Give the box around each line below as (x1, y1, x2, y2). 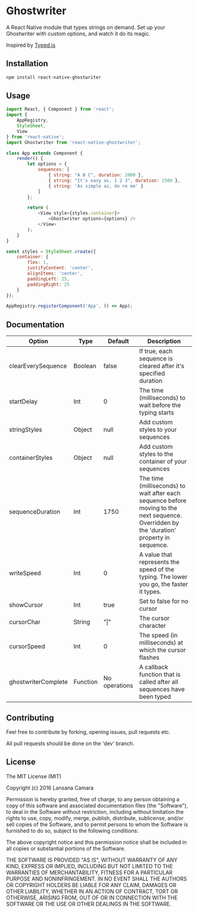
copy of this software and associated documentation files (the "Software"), (6, 802, 189, 809)
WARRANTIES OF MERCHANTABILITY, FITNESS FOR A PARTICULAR (6, 869, 173, 876)
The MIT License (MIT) (6, 772, 62, 779)
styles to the (139, 450, 174, 458)
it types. (139, 588, 162, 596)
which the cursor (139, 646, 186, 655)
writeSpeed (9, 569, 41, 578)
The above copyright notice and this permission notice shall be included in (6, 839, 187, 846)
